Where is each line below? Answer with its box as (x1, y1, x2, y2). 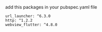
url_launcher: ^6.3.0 (5, 14, 51, 19)
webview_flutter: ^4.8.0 (5, 22, 58, 27)
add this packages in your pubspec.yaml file (5, 4, 97, 10)
